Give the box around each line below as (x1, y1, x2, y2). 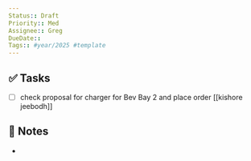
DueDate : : (8, 34, 42, 42)
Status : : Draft (8, 11, 60, 20)
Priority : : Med (8, 19, 60, 27)
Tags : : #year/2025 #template (8, 42, 106, 50)
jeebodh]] (19, 102, 53, 111)
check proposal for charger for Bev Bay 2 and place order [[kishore (19, 92, 243, 102)
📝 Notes (8, 125, 49, 139)
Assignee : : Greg (8, 26, 63, 34)
